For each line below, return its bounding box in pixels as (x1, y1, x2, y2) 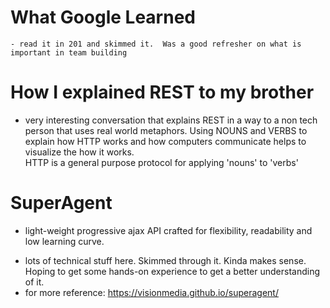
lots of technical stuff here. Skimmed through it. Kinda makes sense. (24, 254, 307, 266)
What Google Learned (10, 6, 196, 29)
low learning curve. (24, 235, 105, 247)
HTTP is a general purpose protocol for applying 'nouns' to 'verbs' (24, 156, 299, 168)
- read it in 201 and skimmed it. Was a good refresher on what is (10, 39, 302, 49)
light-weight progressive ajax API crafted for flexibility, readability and (24, 224, 313, 236)
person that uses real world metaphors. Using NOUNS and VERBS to (24, 124, 308, 136)
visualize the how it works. (24, 146, 135, 158)
